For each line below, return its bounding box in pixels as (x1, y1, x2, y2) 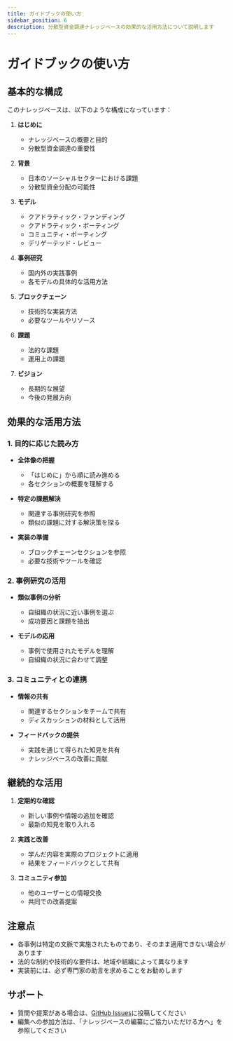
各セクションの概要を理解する (27, 480, 114, 488)
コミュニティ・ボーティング (27, 230, 107, 239)
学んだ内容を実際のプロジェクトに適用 (27, 850, 139, 859)
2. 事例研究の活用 (7, 576, 66, 586)
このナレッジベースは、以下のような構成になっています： (7, 106, 173, 114)
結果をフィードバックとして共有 (27, 859, 120, 867)
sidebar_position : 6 (7, 17, 68, 24)
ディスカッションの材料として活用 (27, 716, 126, 724)
